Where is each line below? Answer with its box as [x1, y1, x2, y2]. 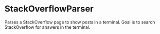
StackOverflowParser [4, 3, 94, 14]
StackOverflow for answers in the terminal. [4, 24, 90, 30]
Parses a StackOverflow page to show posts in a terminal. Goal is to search [4, 19, 155, 25]
